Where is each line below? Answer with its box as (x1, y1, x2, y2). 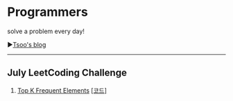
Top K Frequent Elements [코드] (17, 86, 107, 94)
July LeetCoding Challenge (7, 67, 127, 79)
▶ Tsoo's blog (7, 40, 46, 48)
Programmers (7, 4, 88, 20)
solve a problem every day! (7, 27, 85, 35)
